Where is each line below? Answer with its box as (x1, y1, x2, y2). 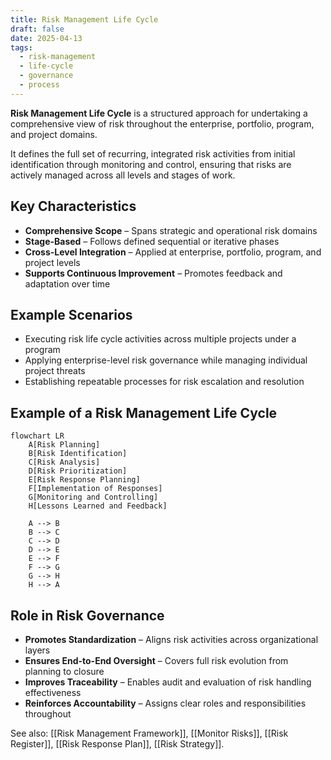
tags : (10, 42, 33, 53)
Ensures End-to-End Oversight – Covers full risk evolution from (24, 655, 289, 666)
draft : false (10, 24, 65, 34)
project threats (24, 365, 86, 377)
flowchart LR (10, 431, 65, 441)
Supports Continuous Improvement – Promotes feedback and (24, 267, 283, 279)
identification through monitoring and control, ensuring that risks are (10, 158, 292, 170)
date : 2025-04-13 (10, 33, 83, 43)
